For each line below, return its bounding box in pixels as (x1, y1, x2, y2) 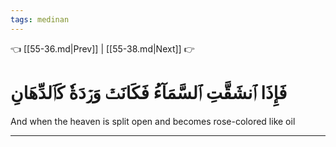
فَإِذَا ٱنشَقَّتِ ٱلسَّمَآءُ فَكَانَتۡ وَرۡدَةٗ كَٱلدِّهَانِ (10, 81, 288, 104)
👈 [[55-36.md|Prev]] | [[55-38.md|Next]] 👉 (10, 42, 195, 55)
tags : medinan (10, 14, 70, 25)
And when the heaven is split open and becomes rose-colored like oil (10, 115, 296, 127)
